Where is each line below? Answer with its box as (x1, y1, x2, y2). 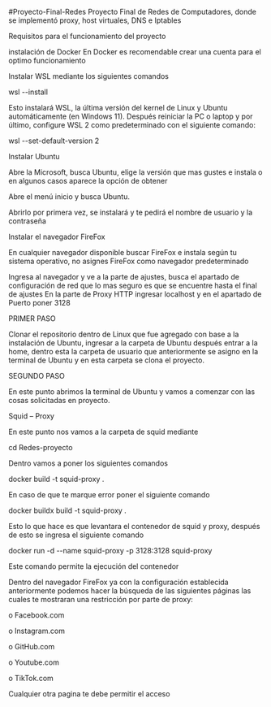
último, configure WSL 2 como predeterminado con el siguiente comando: (8, 120, 256, 129)
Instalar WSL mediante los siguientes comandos (8, 72, 169, 80)
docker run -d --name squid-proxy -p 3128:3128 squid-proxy (8, 546, 213, 555)
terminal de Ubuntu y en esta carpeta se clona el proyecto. (8, 355, 205, 365)
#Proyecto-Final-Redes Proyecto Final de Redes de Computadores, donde (8, 7, 257, 16)
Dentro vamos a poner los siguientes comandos (8, 458, 169, 468)
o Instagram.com (8, 626, 65, 635)
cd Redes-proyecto (8, 443, 73, 452)
